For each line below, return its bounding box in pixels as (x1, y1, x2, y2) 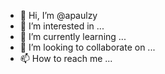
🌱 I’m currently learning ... (19, 31, 127, 42)
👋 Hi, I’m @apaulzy (19, 10, 98, 21)
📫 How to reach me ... (19, 53, 113, 64)
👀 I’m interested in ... (19, 20, 105, 32)
